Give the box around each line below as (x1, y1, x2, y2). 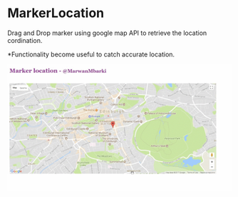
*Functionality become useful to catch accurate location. (7, 50, 175, 59)
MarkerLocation (7, 5, 105, 21)
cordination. (7, 36, 43, 44)
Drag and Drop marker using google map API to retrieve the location (7, 29, 207, 37)
